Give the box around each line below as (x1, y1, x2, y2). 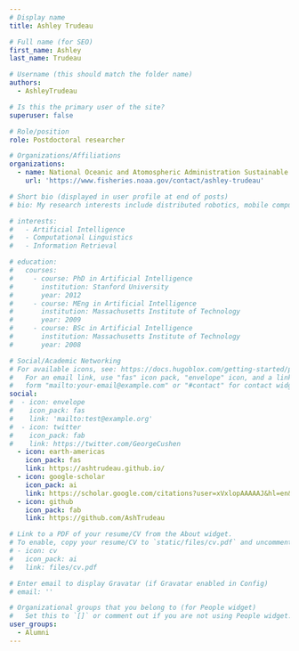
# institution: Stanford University (9, 282, 169, 291)
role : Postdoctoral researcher (9, 135, 125, 144)
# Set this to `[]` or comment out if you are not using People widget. (9, 612, 293, 621)
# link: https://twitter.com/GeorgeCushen (9, 439, 181, 448)
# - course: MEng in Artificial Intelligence (9, 299, 198, 308)
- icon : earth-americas (17, 447, 105, 457)
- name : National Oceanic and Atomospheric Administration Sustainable (17, 168, 289, 177)
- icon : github (17, 497, 74, 506)
